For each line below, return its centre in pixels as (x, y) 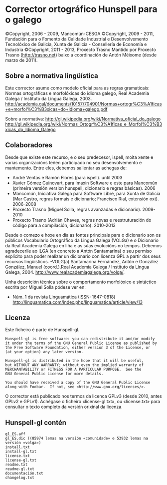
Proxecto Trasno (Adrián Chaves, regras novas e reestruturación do (82, 220)
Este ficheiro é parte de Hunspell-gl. (42, 330)
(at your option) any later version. (44, 352)
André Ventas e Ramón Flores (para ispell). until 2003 (67, 177)
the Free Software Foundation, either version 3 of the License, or (78, 348)
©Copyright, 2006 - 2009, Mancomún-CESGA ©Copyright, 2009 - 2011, (80, 33)
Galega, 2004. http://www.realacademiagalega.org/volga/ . (65, 272)
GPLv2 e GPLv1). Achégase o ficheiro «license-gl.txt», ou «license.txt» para (83, 402)
